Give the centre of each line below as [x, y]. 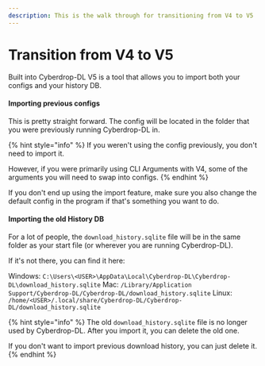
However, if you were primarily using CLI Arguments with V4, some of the [128, 168]
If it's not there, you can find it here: [67, 260]
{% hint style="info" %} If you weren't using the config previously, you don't [133, 144]
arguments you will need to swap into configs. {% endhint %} [108, 177]
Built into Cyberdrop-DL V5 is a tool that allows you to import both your [124, 77]
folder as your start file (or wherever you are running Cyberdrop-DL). [121, 245]
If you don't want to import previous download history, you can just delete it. [133, 345]
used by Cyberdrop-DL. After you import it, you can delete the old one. [124, 330]
